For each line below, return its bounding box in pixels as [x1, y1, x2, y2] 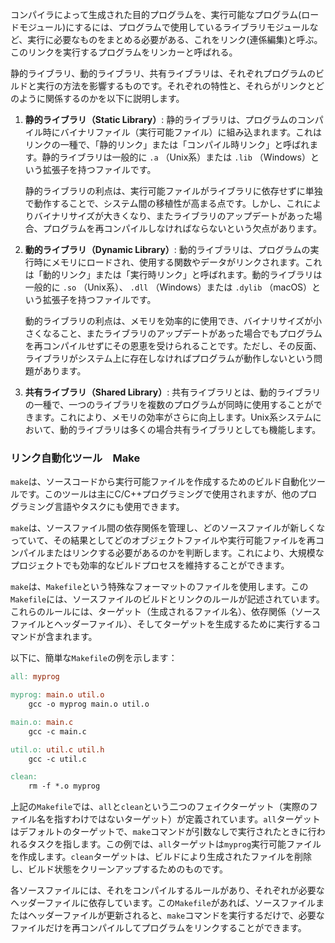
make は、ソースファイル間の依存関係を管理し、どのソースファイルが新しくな [10, 522, 326, 534]
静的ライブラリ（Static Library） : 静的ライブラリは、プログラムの [24, 114, 298, 125]
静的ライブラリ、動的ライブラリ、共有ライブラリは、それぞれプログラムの [10, 68, 316, 79]
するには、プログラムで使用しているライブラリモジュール [74, 21, 310, 33]
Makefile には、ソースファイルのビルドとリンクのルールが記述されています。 [10, 593, 325, 605]
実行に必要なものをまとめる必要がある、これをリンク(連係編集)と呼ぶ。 [27, 34, 323, 45]
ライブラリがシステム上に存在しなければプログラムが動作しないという [24, 353, 314, 364]
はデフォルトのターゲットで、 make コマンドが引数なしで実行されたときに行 [10, 826, 317, 838]
